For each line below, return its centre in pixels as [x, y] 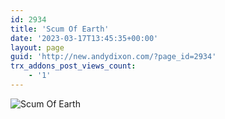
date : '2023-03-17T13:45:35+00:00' [84, 38]
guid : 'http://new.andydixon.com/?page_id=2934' [113, 57]
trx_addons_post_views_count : [73, 66]
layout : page [37, 47]
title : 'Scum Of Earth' [60, 29]
